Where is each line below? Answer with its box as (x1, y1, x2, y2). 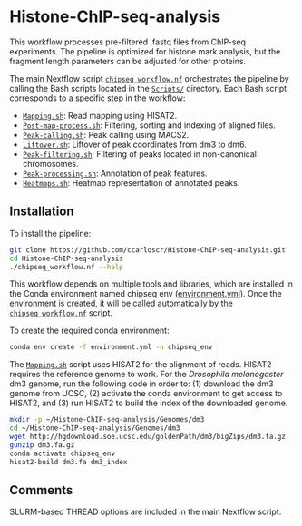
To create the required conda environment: (9, 325, 170, 336)
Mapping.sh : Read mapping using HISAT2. (22, 110, 178, 121)
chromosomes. (22, 158, 79, 169)
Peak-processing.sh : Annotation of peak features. (22, 168, 208, 179)
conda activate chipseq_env (9, 449, 116, 458)
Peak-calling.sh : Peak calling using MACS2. (22, 129, 190, 140)
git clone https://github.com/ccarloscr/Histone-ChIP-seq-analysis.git (9, 245, 286, 255)
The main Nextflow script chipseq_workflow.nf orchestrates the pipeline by (9, 73, 289, 83)
